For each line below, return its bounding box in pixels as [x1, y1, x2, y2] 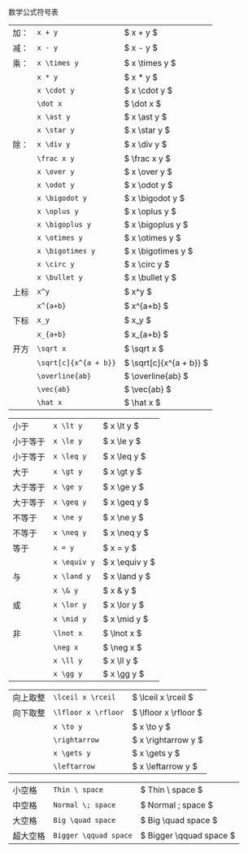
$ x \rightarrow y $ [132, 734, 203, 746]
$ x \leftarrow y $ [132, 761, 198, 772]
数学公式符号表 [8, 7, 59, 16]
